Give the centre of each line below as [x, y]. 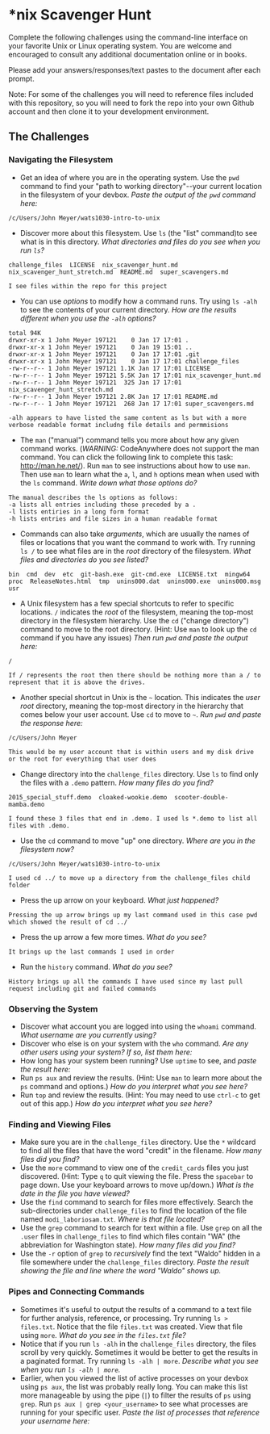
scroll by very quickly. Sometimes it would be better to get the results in [139, 1352]
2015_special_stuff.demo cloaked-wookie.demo [88, 797]
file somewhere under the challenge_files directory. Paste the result [135, 1262]
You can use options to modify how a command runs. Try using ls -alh [139, 301]
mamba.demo [27, 804]
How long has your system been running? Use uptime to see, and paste [138, 1060]
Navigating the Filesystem [61, 160]
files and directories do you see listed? [84, 560]
